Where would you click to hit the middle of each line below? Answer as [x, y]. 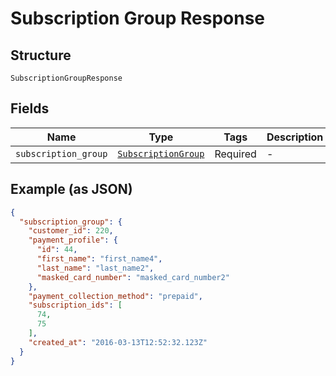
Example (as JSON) [71, 189]
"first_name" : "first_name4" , [99, 259]
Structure [41, 55]
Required [235, 154]
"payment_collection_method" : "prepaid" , [115, 296]
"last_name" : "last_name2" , [95, 268]
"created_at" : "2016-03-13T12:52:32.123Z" [118, 342]
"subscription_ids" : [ [75, 305]
